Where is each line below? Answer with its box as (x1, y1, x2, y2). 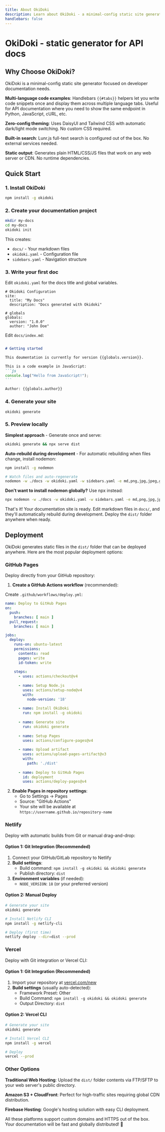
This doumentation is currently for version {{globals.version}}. (5, 355, 144, 360)
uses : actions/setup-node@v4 (23, 687, 82, 693)
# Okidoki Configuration (5, 289, 56, 294)
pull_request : (9, 619, 38, 624)
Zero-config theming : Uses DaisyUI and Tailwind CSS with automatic (5, 121, 146, 126)
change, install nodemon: (5, 456, 56, 461)
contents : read (18, 651, 50, 656)
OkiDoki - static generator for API (5, 37, 143, 49)
